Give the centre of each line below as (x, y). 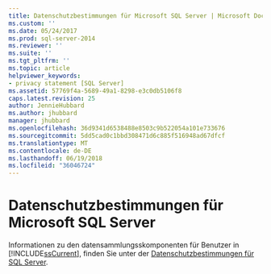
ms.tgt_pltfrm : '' (39, 61)
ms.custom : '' (32, 23)
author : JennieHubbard (46, 106)
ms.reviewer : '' (35, 46)
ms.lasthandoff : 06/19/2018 (56, 158)
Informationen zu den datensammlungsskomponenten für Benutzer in (124, 245)
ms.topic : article (39, 68)
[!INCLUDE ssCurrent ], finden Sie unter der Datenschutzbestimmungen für (131, 254)
